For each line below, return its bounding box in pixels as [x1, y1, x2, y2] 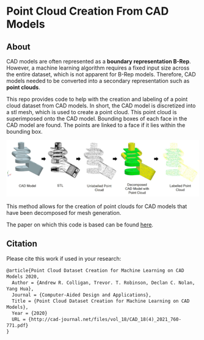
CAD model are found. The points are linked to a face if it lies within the [6, 121, 186, 129]
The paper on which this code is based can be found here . [6, 221, 154, 228]
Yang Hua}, [6, 286, 34, 292]
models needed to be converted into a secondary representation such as [6, 78, 190, 84]
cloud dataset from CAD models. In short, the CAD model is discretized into [6, 102, 196, 109]
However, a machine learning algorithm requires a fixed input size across [6, 64, 190, 71]
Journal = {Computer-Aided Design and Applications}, [12, 292, 151, 298]
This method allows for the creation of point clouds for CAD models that [6, 203, 188, 210]
